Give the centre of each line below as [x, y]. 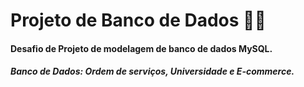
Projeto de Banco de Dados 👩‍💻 [138, 20]
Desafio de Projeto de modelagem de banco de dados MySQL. [141, 48]
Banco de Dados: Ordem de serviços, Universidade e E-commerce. [152, 71]
